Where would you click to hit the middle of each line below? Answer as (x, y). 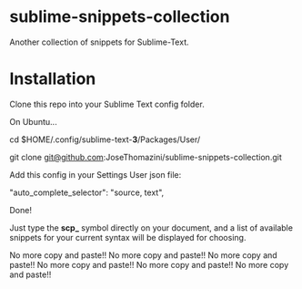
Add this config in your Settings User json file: (96, 174)
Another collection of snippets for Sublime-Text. (99, 42)
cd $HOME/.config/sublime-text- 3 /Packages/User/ (105, 139)
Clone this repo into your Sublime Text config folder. (107, 104)
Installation (53, 79)
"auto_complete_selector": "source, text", (87, 192)
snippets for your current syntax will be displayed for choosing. (128, 237)
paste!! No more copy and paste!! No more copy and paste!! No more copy (149, 264)
